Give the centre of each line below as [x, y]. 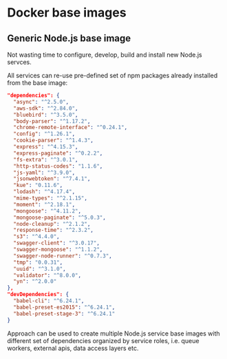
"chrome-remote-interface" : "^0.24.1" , [71, 128]
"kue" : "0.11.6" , [38, 185]
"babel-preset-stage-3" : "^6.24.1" [64, 313]
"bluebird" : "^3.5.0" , [46, 115]
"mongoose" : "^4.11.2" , [47, 211]
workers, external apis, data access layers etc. [73, 348]
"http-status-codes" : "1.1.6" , [58, 166]
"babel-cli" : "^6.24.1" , [49, 301]
